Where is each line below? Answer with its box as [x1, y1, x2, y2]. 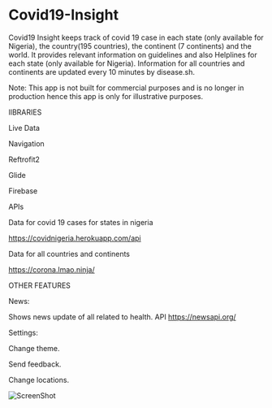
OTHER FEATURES [8, 280, 71, 290]
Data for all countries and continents [8, 249, 130, 258]
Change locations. [8, 375, 70, 384]
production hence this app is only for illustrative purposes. [8, 91, 204, 101]
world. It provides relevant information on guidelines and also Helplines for [8, 50, 257, 59]
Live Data [8, 123, 41, 132]
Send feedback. [8, 359, 62, 369]
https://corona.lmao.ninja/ [8, 264, 95, 274]
